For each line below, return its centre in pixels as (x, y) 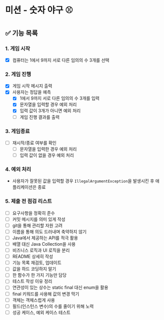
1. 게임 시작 (18, 49)
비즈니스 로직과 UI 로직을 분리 (41, 250)
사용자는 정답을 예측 (31, 92)
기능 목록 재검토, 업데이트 (37, 263)
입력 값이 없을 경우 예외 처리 (47, 155)
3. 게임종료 (18, 131)
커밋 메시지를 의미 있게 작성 (39, 219)
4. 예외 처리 (18, 169)
